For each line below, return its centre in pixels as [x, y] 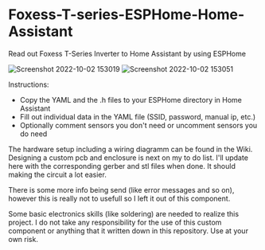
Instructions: [29, 84]
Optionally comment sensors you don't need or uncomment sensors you [138, 125]
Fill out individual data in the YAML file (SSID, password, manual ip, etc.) [138, 116]
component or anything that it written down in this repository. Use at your [129, 230]
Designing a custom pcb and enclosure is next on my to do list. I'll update [129, 158]
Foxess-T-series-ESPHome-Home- [127, 15]
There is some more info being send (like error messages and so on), [121, 189]
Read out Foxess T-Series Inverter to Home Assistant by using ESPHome [127, 53]
